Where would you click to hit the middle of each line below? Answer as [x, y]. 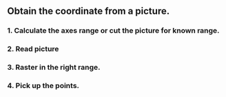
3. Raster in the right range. [54, 68]
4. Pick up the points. [43, 86]
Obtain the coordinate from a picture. [89, 11]
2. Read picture [33, 49]
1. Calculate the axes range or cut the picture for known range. [113, 31]
